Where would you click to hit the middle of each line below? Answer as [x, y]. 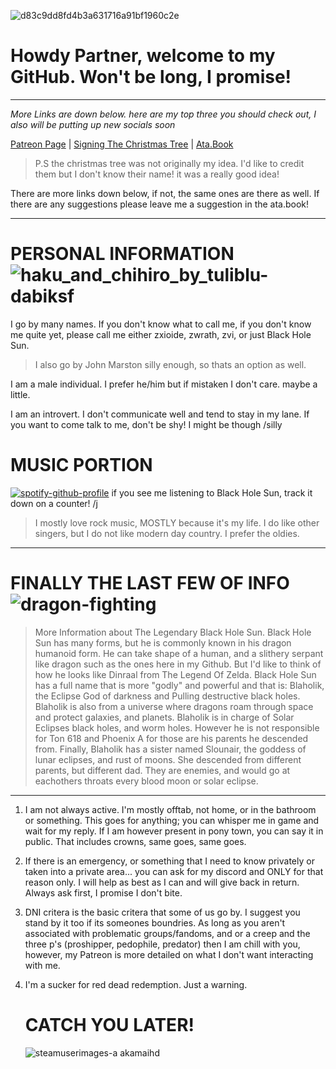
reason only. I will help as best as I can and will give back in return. [162, 882]
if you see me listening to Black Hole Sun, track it [212, 492]
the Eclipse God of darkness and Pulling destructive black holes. [167, 696]
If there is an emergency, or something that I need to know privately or [169, 861]
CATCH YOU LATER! [109, 1024]
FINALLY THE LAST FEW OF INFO [150, 583]
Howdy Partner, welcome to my [143, 56]
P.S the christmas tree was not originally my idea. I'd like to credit [169, 163]
